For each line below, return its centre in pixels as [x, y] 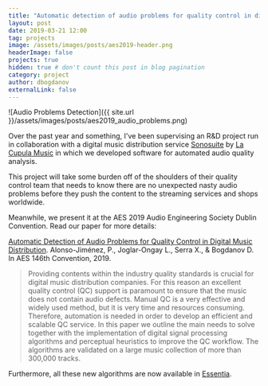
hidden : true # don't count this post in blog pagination [106, 68]
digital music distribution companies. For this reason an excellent [134, 283]
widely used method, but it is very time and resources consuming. [136, 308]
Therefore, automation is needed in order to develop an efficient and [140, 316]
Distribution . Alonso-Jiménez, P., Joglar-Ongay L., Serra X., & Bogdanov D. [131, 250]
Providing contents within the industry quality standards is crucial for [141, 274]
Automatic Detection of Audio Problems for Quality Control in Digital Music [130, 242]
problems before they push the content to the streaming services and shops [133, 194]
